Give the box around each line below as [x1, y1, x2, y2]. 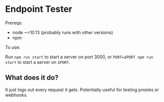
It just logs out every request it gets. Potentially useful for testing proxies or [5, 87, 159, 93]
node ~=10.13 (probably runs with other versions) [12, 29, 113, 35]
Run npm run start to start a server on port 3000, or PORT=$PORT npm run [5, 53, 153, 60]
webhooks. [5, 92, 28, 98]
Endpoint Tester [5, 3, 73, 15]
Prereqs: [5, 20, 23, 26]
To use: [5, 44, 21, 50]
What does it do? [5, 73, 59, 82]
